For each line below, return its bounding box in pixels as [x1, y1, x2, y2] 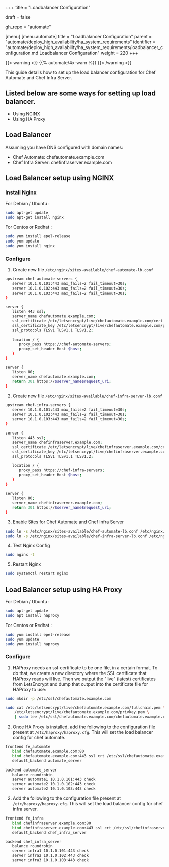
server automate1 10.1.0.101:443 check [12, 777, 96, 782]
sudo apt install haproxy [5, 613, 59, 618]
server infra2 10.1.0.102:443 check [12, 853, 89, 858]
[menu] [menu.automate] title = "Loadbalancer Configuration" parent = [5, 34, 152, 39]
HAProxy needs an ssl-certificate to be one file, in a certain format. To [12, 664, 158, 671]
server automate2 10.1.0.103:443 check [12, 786, 96, 791]
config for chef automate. [12, 735, 66, 741]
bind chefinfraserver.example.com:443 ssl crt [12, 825, 112, 830]
